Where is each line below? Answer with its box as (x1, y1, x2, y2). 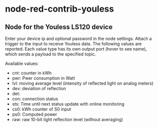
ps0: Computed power (12, 111, 57, 117)
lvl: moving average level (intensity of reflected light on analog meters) (12, 80, 154, 86)
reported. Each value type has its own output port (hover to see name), (5, 46, 147, 52)
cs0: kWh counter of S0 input (12, 106, 71, 112)
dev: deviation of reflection (12, 86, 67, 91)
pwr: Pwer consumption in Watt (12, 75, 75, 81)
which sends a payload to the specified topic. (5, 51, 96, 57)
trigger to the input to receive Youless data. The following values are (5, 41, 142, 47)
